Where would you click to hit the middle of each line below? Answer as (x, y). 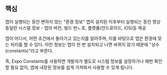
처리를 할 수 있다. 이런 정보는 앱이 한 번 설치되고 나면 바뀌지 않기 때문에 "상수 (85, 44)
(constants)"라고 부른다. (29, 50)
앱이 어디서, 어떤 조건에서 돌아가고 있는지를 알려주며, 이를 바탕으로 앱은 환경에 (81, 38)
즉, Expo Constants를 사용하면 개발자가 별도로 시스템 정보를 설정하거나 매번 (79, 61)
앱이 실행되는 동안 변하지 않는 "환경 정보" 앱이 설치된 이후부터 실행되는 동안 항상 (83, 22)
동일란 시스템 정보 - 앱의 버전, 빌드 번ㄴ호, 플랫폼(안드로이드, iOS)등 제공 (76, 28)
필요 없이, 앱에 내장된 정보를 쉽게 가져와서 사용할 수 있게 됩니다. (72, 67)
